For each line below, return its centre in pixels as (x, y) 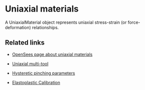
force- (134, 22)
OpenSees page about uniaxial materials (52, 54)
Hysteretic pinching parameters (43, 73)
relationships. (45, 27)
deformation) (18, 27)
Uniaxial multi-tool (30, 63)
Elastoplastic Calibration (36, 82)
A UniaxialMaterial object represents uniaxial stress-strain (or (66, 22)
